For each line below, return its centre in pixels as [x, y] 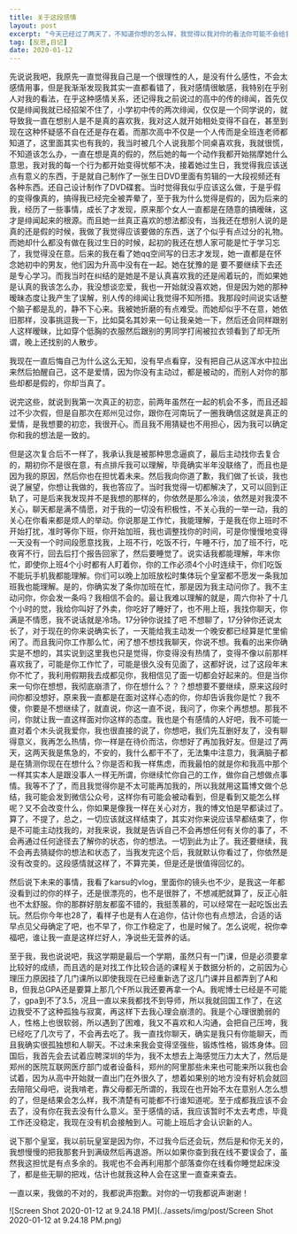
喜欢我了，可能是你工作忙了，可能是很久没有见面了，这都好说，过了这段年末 [148, 664]
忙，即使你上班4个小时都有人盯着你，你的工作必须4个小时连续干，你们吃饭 [146, 565]
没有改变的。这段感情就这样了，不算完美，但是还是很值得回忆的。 [129, 863]
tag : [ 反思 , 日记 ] [38, 42]
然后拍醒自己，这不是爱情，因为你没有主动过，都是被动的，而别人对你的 [148, 372]
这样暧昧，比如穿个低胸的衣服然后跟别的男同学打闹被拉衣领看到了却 [141, 331]
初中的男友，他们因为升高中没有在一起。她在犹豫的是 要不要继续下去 [149, 265]
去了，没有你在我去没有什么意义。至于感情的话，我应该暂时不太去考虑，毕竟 [148, 1111]
